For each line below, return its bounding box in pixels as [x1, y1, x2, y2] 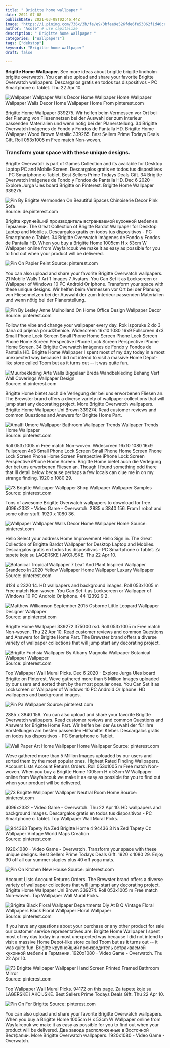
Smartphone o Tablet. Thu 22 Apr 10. [5, 84, 82, 90]
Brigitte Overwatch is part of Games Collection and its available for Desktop [5, 160, 163, 166]
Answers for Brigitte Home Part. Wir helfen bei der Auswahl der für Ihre [5, 722, 154, 728]
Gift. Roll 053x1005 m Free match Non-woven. [5, 137, 102, 143]
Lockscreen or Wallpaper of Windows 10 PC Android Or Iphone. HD [5, 686, 146, 692]
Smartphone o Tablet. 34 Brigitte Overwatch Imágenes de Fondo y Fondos [5, 234, 160, 240]
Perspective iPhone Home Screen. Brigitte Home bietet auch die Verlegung [5, 458, 161, 464]
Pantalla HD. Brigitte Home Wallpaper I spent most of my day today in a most [5, 349, 165, 355]
